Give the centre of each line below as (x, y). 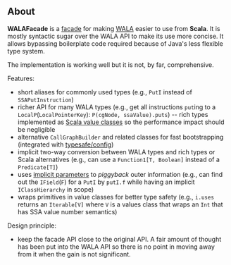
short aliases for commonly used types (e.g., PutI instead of (105, 92)
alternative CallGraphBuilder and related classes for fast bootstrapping (120, 137)
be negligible (36, 129)
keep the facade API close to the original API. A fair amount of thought (119, 239)
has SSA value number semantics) (67, 211)
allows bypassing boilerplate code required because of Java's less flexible (115, 43)
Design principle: (32, 226)
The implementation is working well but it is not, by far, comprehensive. (111, 64)
